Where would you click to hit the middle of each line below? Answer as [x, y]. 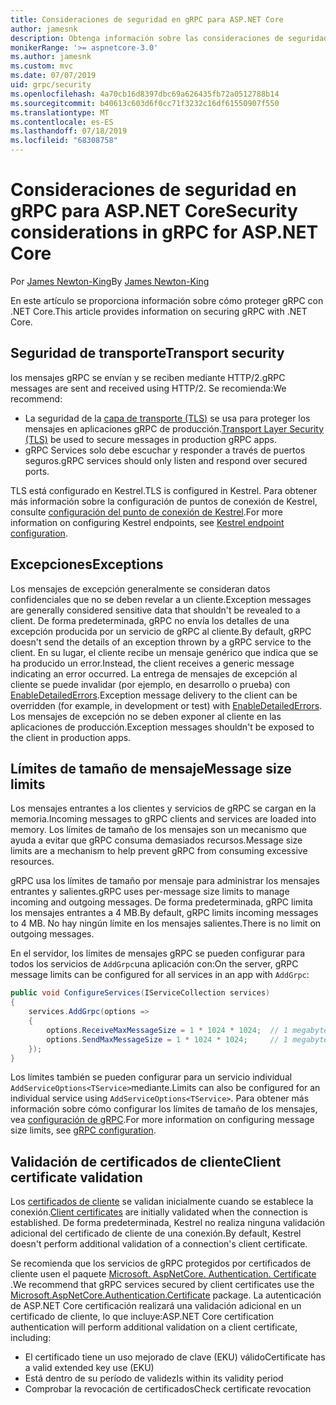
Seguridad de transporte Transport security [147, 353]
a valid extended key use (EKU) [89, 1368]
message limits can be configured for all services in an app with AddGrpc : [160, 975]
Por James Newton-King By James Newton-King [110, 281]
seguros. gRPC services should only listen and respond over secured [166, 460]
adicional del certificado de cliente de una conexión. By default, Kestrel [156, 1233]
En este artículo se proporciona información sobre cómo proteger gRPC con [167, 300]
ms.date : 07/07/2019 [53, 76]
